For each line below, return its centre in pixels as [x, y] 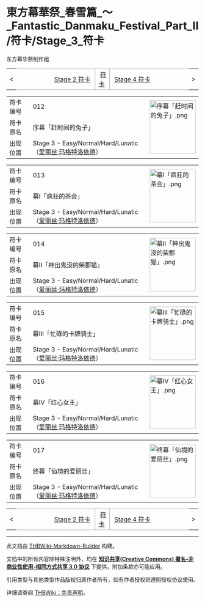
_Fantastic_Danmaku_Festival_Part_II [103, 26]
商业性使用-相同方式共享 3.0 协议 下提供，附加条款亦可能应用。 [86, 567]
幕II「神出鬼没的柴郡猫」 [68, 265]
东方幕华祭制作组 [28, 59]
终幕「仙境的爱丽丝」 [63, 471]
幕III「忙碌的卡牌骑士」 [66, 334]
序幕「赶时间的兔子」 [63, 127]
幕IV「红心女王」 [57, 402]
